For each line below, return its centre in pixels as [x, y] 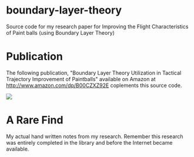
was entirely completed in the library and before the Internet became [89, 142]
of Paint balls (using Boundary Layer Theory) [60, 32]
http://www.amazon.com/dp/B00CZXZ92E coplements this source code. [94, 85]
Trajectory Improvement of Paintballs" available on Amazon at [81, 79]
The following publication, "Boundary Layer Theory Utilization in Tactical [94, 73]
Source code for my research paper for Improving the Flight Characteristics [97, 26]
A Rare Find [35, 120]
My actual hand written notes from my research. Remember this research [95, 136]
